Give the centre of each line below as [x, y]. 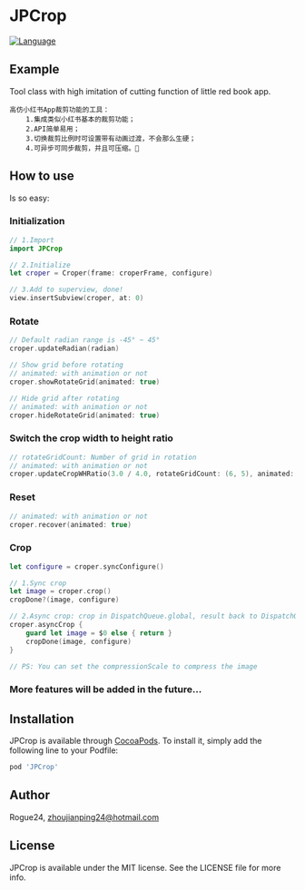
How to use [42, 176]
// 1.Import [32, 240]
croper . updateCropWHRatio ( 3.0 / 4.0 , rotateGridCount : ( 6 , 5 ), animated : [152, 474]
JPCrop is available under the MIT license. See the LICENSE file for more [145, 867]
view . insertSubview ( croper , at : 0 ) [77, 298]
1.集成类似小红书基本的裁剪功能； [81, 119]
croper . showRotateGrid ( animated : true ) [85, 382]
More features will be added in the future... [106, 690]
